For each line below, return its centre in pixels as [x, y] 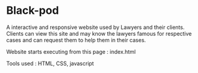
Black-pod [33, 11]
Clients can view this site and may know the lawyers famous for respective [99, 33]
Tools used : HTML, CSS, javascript [50, 63]
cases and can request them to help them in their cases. [76, 40]
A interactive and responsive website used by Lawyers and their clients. [96, 27]
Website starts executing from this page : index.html [71, 51]
